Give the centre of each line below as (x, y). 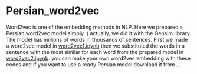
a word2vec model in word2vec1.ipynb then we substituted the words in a (95, 46)
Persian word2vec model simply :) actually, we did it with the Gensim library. (99, 33)
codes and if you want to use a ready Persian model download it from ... (93, 64)
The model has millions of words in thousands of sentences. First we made (97, 39)
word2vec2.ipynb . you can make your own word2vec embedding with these (98, 58)
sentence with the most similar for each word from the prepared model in (95, 52)
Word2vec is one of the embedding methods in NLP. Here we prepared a (94, 27)
